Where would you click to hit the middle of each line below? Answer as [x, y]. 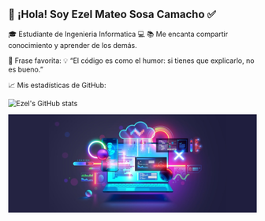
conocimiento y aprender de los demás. [73, 45]
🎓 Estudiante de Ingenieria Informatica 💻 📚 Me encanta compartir [118, 34]
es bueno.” [26, 69]
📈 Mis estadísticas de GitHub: [57, 85]
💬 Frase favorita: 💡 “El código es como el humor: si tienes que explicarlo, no [131, 61]
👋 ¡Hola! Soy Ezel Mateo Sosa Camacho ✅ [112, 15]
